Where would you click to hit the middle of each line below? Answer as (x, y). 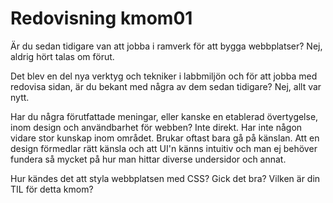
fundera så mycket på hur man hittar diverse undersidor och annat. (148, 159)
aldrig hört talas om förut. (62, 56)
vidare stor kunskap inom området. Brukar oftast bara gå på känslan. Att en (165, 138)
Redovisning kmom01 (101, 18)
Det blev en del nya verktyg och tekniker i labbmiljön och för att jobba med (164, 76)
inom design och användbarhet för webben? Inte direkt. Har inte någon (156, 127)
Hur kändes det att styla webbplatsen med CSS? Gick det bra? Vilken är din (165, 178)
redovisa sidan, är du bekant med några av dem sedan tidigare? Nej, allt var (166, 86)
